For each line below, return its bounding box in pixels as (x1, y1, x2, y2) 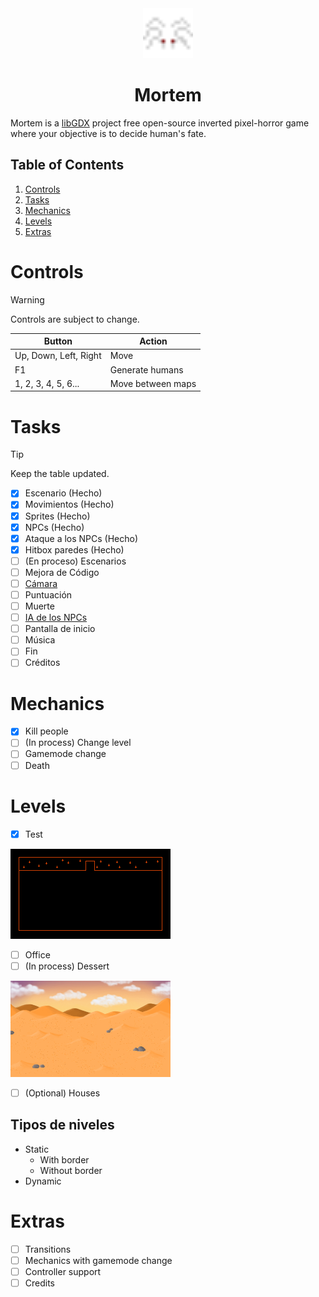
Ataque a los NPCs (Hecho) (24, 532, 139, 544)
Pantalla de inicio (24, 623, 96, 635)
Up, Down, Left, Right (14, 350, 102, 362)
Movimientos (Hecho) (24, 498, 115, 511)
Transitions (24, 1243, 72, 1255)
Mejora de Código (24, 566, 100, 578)
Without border (39, 1164, 103, 1176)
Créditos (24, 657, 61, 669)
